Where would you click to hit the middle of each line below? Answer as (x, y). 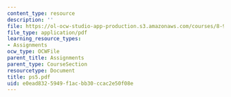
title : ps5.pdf (29, 77)
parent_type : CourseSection (47, 64)
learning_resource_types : (44, 39)
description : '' (30, 20)
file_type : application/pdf (47, 32)
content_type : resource (41, 13)
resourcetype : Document (41, 70)
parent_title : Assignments (46, 58)
